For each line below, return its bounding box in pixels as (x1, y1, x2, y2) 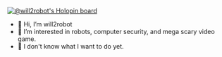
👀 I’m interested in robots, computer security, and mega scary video (17, 28, 215, 35)
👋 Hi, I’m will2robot (17, 20, 73, 28)
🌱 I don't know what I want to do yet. (17, 42, 125, 50)
